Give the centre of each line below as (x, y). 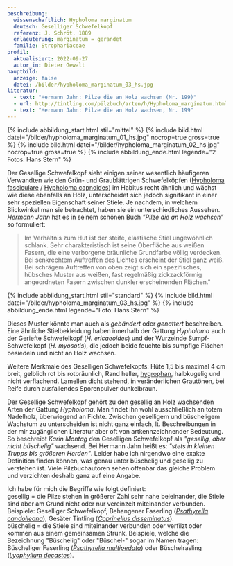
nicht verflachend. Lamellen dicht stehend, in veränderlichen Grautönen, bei (116, 381)
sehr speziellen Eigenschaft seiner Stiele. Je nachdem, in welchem (102, 202)
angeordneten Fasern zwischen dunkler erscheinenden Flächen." (118, 282)
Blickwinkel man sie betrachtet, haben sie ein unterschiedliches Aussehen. (114, 209)
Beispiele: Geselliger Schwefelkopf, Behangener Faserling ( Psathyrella (108, 511)
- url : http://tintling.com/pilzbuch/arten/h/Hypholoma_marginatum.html (121, 104)
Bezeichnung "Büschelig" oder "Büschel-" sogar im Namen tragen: (103, 540)
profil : (18, 53)
